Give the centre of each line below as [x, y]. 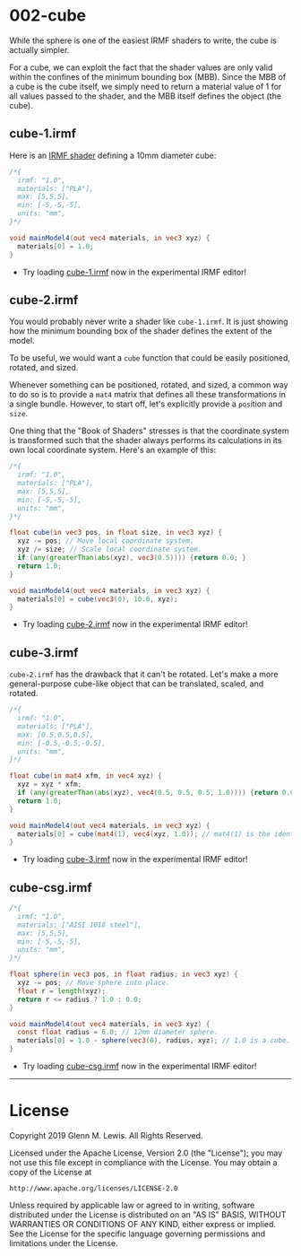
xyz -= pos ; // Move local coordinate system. [106, 541]
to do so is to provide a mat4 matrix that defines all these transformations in [148, 395]
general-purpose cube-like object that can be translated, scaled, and [137, 684]
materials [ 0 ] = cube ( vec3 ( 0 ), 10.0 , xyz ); [98, 599]
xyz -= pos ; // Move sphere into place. [94, 983]
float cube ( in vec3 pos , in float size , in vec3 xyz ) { [116, 533]
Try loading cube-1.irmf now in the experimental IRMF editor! [134, 272]
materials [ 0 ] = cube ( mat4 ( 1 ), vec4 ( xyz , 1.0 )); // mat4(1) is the [144, 834]
